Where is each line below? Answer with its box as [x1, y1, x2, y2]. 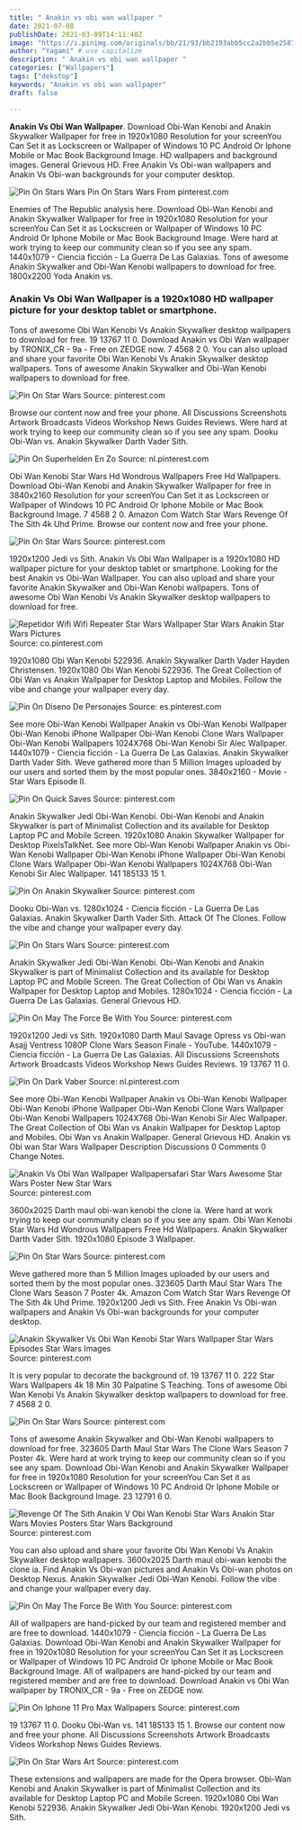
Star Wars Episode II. [9, 775, 87, 787]
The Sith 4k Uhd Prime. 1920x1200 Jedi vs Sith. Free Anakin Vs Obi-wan [9, 1297, 277, 1308]
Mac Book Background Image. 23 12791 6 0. [9, 1490, 173, 1502]
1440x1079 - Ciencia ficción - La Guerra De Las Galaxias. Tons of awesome [9, 251, 289, 262]
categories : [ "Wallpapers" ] [9, 64, 115, 73]
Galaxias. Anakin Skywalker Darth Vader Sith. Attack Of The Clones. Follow [9, 912, 287, 923]
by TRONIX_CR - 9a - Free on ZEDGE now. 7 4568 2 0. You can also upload [9, 344, 288, 354]
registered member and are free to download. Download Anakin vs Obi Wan [9, 1674, 289, 1686]
